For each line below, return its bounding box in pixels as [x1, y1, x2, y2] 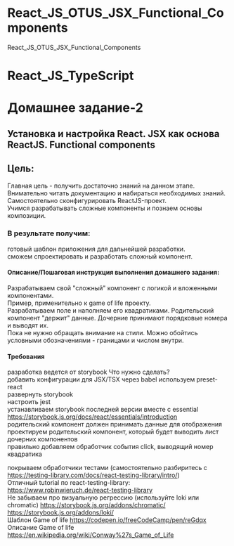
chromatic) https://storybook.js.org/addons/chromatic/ [7, 501, 166, 509]
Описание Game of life [7, 524, 74, 532]
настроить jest [7, 398, 51, 406]
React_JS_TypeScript [7, 68, 134, 84]
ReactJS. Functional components [7, 138, 156, 150]
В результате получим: [7, 228, 91, 238]
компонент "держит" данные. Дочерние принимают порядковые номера [7, 314, 228, 323]
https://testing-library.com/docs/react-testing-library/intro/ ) [7, 471, 181, 479]
